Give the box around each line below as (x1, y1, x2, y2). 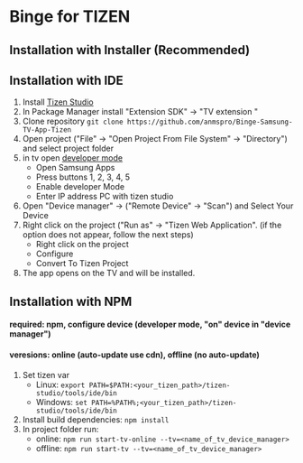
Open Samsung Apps (35, 162, 115, 173)
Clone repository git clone (22, 116, 124, 127)
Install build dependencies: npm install (22, 413, 170, 425)
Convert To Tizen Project (35, 258, 129, 269)
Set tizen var (22, 369, 70, 380)
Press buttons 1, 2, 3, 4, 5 (35, 171, 131, 182)
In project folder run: (22, 423, 99, 434)
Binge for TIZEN (9, 6, 131, 27)
